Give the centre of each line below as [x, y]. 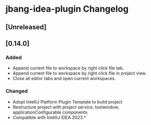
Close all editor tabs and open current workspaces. [64, 79]
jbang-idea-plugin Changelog [67, 9]
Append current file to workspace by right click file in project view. [80, 73]
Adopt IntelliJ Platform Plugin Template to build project [67, 102]
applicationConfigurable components [50, 112]
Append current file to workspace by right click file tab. [68, 68]
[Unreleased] [26, 27]
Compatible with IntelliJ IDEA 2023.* [49, 117]
